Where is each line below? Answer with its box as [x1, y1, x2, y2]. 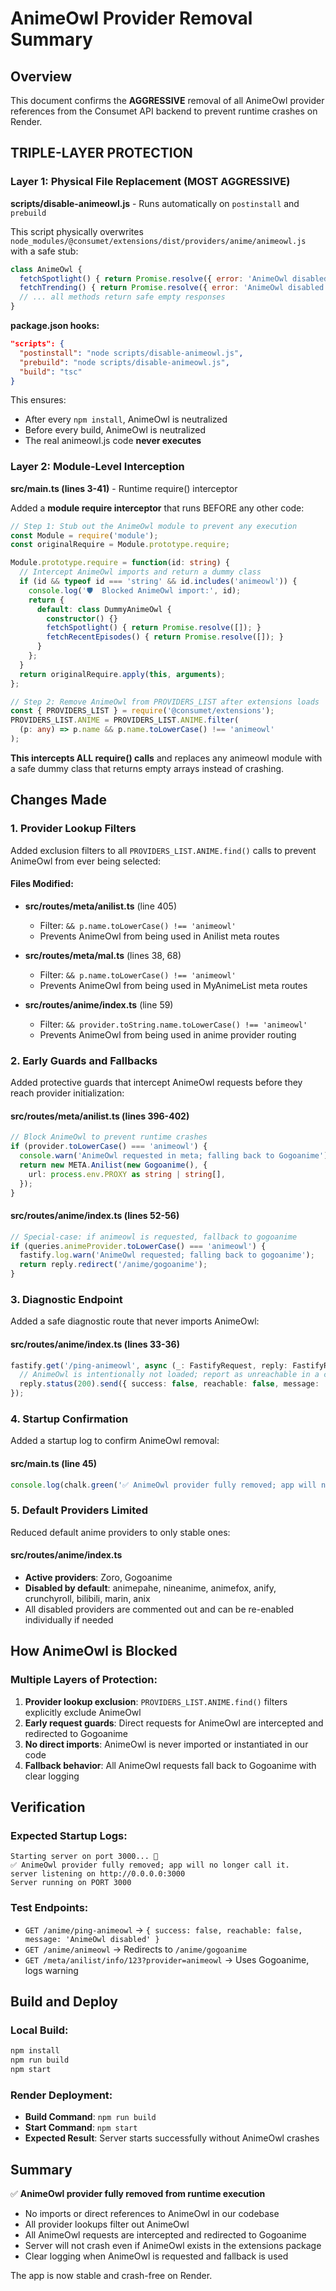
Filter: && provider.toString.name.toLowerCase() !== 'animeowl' [39, 1018, 308, 1030]
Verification [10, 1799, 86, 1816]
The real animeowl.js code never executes [24, 435, 202, 447]
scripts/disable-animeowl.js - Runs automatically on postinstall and [10, 197, 300, 209]
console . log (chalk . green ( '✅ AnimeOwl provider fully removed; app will [10, 1480, 317, 1490]
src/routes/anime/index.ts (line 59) [24, 998, 174, 1011]
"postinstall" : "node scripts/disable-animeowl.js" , [19, 348, 244, 358]
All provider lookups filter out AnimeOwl [24, 2218, 190, 2231]
